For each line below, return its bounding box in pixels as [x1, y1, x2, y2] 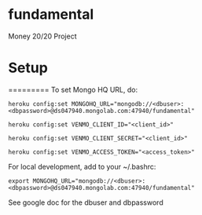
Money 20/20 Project [8, 31, 77, 41]
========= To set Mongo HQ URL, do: [8, 85, 138, 94]
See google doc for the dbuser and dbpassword [8, 198, 163, 207]
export [8, 177, 30, 185]
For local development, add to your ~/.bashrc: [8, 162, 156, 171]
